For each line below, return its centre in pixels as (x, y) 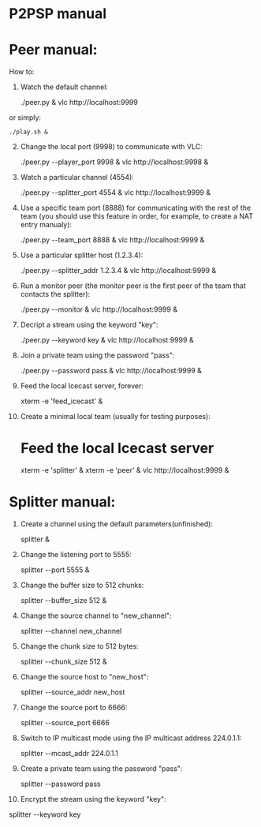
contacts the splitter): (55, 294)
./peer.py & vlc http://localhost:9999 (79, 103)
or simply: (25, 118)
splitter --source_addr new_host (73, 692)
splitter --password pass (60, 784)
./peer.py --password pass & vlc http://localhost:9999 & (111, 371)
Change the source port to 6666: (74, 707)
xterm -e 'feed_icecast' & (62, 401)
